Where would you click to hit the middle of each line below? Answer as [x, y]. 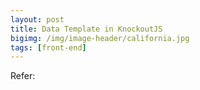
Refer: [23, 76]
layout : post [37, 19]
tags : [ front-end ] [48, 47]
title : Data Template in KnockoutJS [86, 29]
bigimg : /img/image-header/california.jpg [100, 38]
